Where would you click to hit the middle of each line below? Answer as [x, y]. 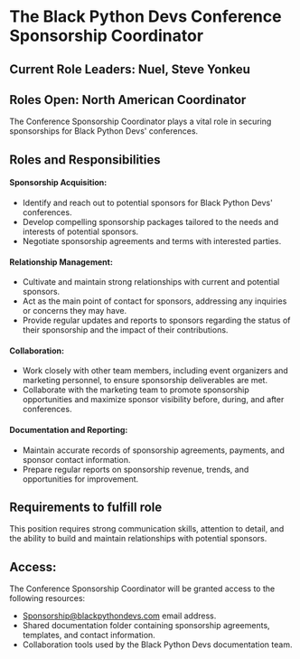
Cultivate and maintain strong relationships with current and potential [151, 282]
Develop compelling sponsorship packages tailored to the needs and [150, 221]
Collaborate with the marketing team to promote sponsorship [136, 390]
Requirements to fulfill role [86, 507]
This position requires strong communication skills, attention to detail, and [147, 529]
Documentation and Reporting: [69, 429]
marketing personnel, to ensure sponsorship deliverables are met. [145, 381]
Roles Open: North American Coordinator [128, 100]
